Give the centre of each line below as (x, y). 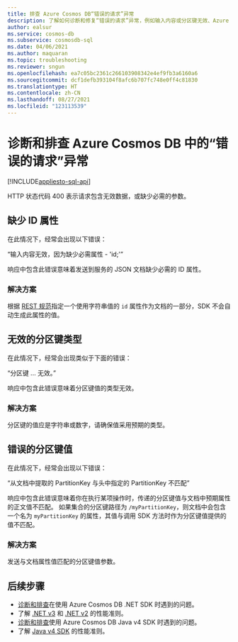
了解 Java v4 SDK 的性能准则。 (63, 631)
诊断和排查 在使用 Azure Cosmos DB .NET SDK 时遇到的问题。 (108, 604)
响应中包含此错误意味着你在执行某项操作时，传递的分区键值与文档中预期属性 (119, 498)
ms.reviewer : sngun (36, 67)
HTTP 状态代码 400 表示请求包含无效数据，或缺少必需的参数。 (98, 196)
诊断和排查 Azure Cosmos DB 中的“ (112, 144)
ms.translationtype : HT (42, 87)
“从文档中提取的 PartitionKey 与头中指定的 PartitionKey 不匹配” (98, 482)
